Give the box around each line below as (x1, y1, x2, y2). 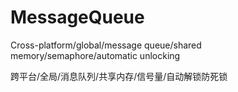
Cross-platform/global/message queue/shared (10, 39, 202, 51)
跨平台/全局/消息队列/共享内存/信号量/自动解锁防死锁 (10, 70, 228, 82)
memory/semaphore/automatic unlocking (10, 49, 181, 61)
